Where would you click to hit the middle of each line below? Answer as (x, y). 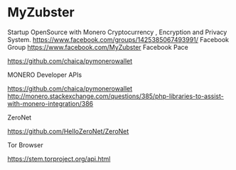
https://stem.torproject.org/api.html (59, 159)
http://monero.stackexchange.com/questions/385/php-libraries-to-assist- (116, 96)
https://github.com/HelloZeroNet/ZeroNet (68, 131)
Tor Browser (26, 145)
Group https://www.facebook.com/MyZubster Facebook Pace (98, 47)
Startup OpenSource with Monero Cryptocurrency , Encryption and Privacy (117, 32)
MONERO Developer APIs (45, 75)
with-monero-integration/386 (50, 103)
